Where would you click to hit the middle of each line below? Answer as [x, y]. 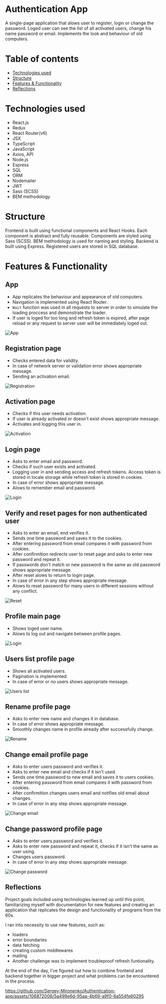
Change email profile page [47, 754]
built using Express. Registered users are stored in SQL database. [72, 246]
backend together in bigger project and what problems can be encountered [82, 976]
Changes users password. [39, 857]
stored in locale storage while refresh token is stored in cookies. [78, 477]
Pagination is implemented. [40, 676]
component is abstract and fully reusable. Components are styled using [78, 235]
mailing [20, 955]
